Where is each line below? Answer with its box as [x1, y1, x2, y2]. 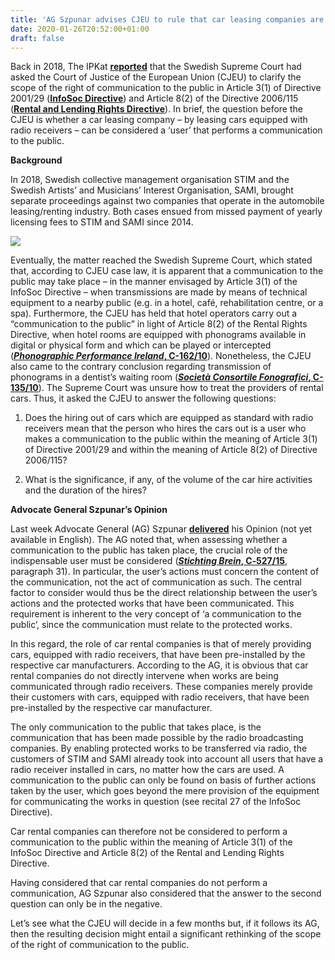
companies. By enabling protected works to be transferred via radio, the [10, 742, 308, 755]
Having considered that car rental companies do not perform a [10, 877, 268, 889]
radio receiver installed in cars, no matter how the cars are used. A [10, 764, 285, 776]
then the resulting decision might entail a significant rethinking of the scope [10, 928, 322, 940]
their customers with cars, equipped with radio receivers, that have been [10, 691, 310, 703]
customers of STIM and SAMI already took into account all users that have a [10, 753, 324, 765]
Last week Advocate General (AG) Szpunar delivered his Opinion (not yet [10, 523, 313, 535]
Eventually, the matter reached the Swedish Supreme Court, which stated [10, 254, 313, 266]
